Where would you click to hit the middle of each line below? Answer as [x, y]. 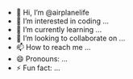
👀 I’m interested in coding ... [62, 21]
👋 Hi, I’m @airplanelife [53, 12]
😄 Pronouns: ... [42, 59]
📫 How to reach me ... [53, 47]
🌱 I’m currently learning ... [59, 29]
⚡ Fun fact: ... [38, 68]
